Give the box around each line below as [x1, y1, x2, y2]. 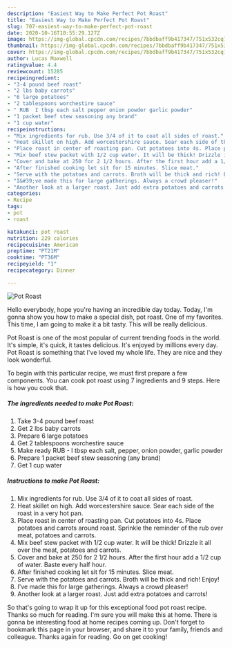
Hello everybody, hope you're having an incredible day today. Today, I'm [7, 305, 213, 313]
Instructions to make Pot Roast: [7, 476, 100, 485]
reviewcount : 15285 [7, 68, 64, 75]
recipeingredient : [7, 74, 60, 82]
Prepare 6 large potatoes [17, 432, 88, 440]
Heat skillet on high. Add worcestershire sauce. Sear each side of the [17, 501, 215, 510]
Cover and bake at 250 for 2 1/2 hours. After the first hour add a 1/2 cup [17, 553, 222, 561]
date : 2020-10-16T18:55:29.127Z [7, 29, 100, 37]
